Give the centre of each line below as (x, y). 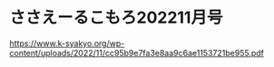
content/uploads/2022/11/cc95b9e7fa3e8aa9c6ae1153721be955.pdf (137, 53)
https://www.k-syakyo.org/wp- (67, 43)
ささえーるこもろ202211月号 (116, 18)
